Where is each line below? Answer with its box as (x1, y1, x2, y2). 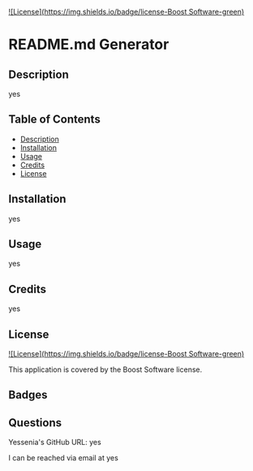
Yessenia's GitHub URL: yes (8, 438, 101, 447)
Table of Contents (8, 113, 101, 127)
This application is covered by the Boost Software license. (8, 365, 203, 374)
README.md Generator (8, 36, 169, 54)
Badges (8, 388, 48, 402)
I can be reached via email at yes (8, 453, 119, 463)
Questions (8, 416, 62, 430)
